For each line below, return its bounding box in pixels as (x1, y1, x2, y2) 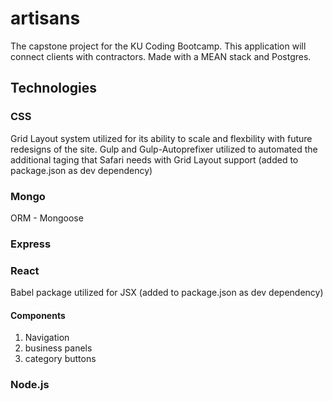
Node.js (10, 378, 50, 392)
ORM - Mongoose (10, 212, 84, 224)
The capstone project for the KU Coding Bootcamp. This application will (10, 40, 307, 52)
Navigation (24, 332, 70, 344)
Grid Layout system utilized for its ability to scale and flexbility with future (10, 132, 313, 144)
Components (10, 309, 66, 321)
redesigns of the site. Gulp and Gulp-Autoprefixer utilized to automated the (10, 143, 318, 155)
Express (10, 237, 52, 251)
